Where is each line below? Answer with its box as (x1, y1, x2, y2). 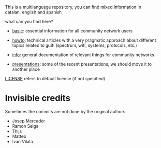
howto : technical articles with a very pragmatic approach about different (12, 37, 156, 43)
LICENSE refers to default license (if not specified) (5, 76, 105, 81)
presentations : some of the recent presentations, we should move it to (12, 61, 152, 67)
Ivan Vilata (12, 138, 33, 144)
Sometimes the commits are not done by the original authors (5, 108, 126, 114)
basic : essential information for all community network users (12, 28, 133, 33)
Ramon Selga (12, 123, 39, 129)
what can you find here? (5, 19, 53, 24)
